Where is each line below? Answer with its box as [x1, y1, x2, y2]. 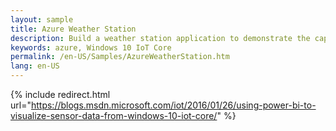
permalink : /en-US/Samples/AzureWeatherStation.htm [10, 52, 230, 62]
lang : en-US [10, 61, 60, 71]
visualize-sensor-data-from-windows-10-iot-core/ [10, 110, 218, 121]
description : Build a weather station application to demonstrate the [10, 33, 311, 43]
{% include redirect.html [10, 89, 111, 100]
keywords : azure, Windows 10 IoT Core [10, 42, 172, 53]
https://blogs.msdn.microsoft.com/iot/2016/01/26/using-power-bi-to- [30, 99, 317, 111]
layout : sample [10, 14, 74, 25]
